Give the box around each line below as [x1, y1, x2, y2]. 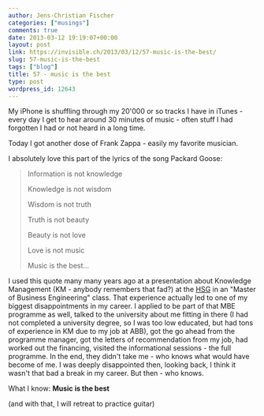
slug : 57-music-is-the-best [8, 56, 101, 64]
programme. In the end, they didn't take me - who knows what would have [8, 352, 250, 362]
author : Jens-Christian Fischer [8, 11, 114, 20]
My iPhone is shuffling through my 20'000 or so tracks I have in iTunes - [8, 107, 244, 116]
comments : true [8, 26, 58, 34]
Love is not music [27, 245, 85, 255]
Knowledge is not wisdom [27, 185, 112, 194]
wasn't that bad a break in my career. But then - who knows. [8, 369, 204, 378]
